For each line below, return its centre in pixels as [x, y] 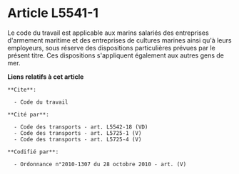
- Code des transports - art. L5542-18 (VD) [81, 127]
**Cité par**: [29, 114]
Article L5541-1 [53, 13]
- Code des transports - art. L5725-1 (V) [78, 133]
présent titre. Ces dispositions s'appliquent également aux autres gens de [116, 55]
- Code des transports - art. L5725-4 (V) [78, 139]
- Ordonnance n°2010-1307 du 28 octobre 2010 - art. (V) [100, 164]
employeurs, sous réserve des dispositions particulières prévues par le [111, 48]
